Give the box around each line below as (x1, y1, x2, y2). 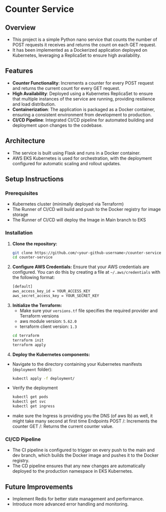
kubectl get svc (12, 399, 46, 404)
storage (12, 211, 28, 217)
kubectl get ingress (12, 404, 55, 409)
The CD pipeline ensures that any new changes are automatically (12, 463, 145, 469)
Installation (5, 229, 33, 236)
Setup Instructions (5, 175, 64, 184)
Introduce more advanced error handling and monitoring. (12, 501, 129, 507)
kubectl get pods (12, 395, 49, 400)
